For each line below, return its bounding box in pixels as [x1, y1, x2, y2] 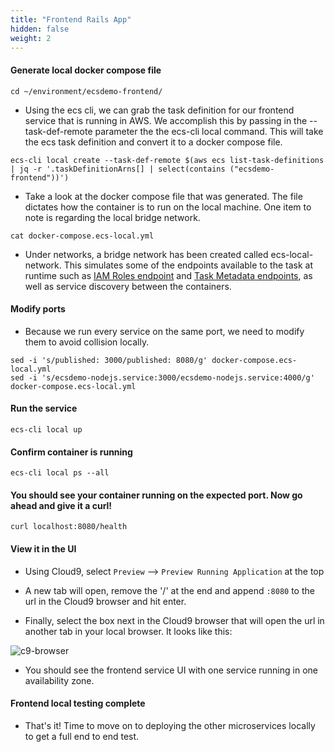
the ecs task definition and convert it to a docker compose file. [24, 136, 283, 148]
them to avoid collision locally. [24, 336, 150, 348]
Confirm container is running [10, 446, 133, 458]
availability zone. [24, 674, 95, 686]
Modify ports [10, 303, 66, 315]
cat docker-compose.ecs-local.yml [10, 231, 155, 241]
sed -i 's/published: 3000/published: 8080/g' [10, 355, 208, 365]
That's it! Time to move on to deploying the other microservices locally [24, 719, 316, 731]
